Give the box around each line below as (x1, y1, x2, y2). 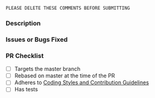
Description (5, 19, 41, 27)
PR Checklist (5, 51, 44, 60)
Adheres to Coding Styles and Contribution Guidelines (14, 79, 149, 87)
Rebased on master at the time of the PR (14, 72, 115, 79)
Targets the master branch (14, 65, 81, 73)
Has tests (14, 86, 39, 93)
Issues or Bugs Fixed (5, 35, 68, 44)
